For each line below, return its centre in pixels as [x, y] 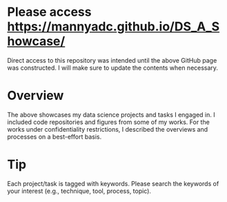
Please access [49, 12]
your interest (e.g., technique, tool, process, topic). [79, 191]
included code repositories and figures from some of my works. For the [109, 122]
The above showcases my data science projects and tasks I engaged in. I [111, 114]
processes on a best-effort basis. [55, 137]
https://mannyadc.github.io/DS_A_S [113, 27]
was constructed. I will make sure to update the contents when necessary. [113, 68]
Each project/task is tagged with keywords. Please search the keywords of [113, 183]
